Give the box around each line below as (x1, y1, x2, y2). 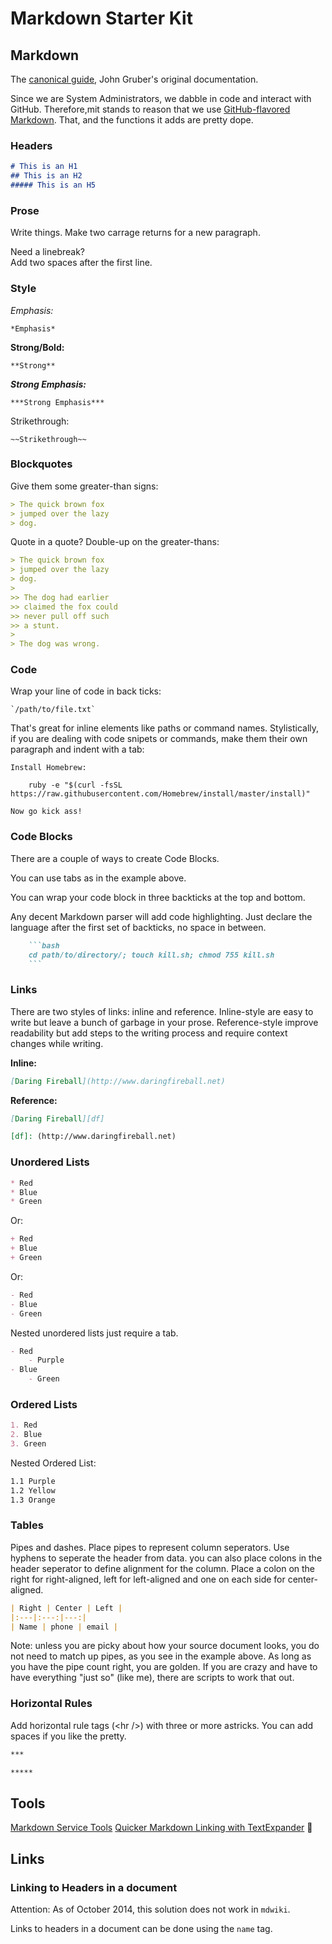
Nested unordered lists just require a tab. (10, 1327, 179, 1339)
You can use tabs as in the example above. (10, 872, 187, 884)
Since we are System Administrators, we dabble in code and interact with (10, 93, 312, 104)
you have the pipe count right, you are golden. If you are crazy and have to (10, 1661, 318, 1673)
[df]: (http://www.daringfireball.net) (10, 1132, 177, 1142)
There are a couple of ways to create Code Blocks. (10, 852, 220, 864)
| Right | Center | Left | (10, 1603, 123, 1613)
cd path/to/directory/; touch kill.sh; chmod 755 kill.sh (28, 950, 275, 960)
